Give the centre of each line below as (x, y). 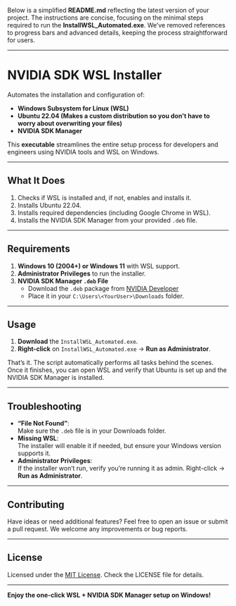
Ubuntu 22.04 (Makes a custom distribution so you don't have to (113, 116)
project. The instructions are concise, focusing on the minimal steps (105, 18)
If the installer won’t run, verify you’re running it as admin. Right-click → (121, 469)
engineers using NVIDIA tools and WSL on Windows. (83, 151)
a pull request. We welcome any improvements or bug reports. (98, 529)
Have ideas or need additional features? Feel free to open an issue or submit (118, 521)
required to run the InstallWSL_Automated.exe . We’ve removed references (117, 25)
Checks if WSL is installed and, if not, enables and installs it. (104, 197)
